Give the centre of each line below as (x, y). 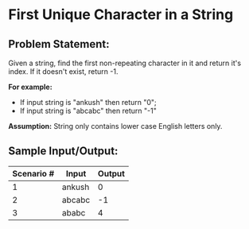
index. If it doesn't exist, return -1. (63, 72)
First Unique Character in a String (121, 15)
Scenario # (33, 173)
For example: (31, 87)
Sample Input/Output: (63, 151)
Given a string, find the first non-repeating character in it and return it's (124, 63)
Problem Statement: (59, 44)
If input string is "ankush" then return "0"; (88, 102)
